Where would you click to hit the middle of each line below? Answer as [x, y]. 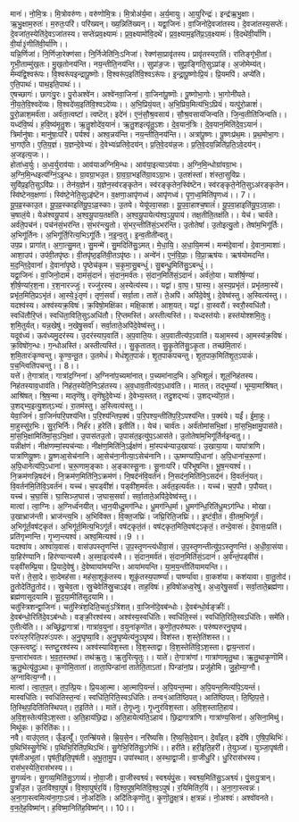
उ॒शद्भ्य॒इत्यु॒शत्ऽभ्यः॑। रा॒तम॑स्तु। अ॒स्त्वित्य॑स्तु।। [77, 406]
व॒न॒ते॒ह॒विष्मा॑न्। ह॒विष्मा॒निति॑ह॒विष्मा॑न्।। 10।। [72, 808]
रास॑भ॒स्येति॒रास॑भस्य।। [42, 767]
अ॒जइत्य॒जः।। [30, 155]
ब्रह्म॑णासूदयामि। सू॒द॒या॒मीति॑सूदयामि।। [62, 597]
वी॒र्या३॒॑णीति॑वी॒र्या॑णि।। [39, 44]
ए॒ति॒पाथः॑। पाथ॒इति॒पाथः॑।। [46, 84]
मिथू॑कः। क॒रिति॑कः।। [40, 727]
